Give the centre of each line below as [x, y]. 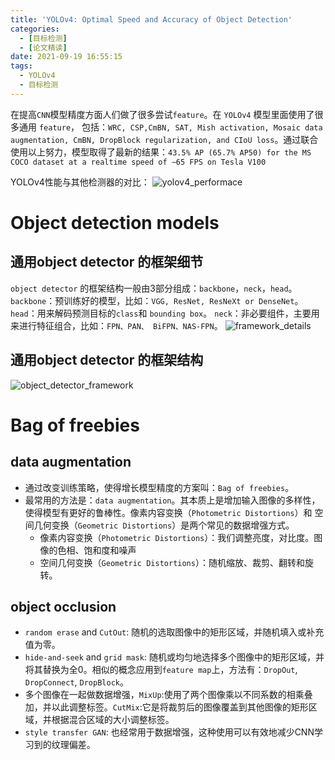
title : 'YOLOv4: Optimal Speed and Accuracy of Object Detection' [151, 19]
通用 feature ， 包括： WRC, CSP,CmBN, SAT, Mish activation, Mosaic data [170, 127]
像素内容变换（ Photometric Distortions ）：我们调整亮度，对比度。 [177, 537]
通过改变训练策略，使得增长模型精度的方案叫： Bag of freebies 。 [159, 487]
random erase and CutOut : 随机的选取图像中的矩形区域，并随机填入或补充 [174, 632]
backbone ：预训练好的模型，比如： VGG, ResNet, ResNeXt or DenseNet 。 [157, 300]
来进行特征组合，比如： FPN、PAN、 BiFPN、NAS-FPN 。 [116, 325]
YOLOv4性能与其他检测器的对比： [80, 182]
